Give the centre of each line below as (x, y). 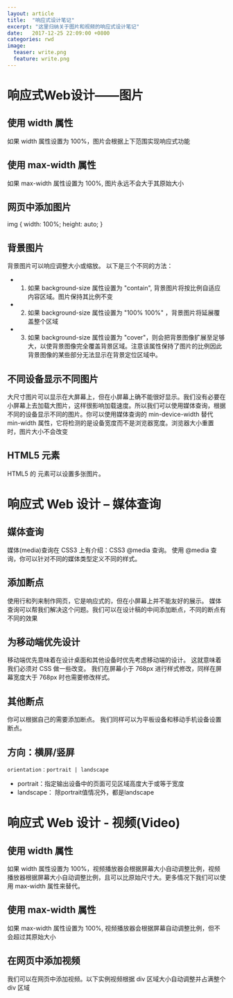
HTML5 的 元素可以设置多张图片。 (56, 474)
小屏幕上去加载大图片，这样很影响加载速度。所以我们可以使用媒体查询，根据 (116, 406)
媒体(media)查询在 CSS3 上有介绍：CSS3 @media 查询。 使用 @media (108, 550)
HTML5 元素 (34, 456)
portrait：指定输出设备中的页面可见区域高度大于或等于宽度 (101, 784)
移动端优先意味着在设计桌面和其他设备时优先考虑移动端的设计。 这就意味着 (114, 660)
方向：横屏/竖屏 (41, 752)
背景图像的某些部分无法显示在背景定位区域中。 (94, 355)
